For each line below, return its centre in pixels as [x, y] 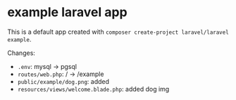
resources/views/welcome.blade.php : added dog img [93, 89]
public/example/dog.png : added [63, 81]
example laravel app [68, 12]
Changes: [21, 53]
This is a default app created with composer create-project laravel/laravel [118, 32]
